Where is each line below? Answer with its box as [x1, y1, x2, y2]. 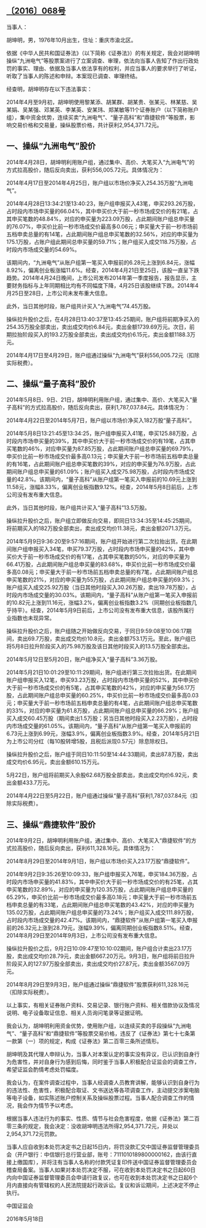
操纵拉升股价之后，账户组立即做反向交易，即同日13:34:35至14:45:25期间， [6, 517, 196, 525]
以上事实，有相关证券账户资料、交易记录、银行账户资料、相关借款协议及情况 [6, 1001, 200, 1009]
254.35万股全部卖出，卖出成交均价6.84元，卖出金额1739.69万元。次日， [6, 323, 190, 330]
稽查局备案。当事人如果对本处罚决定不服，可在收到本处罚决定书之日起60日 [6, 1166, 196, 1173]
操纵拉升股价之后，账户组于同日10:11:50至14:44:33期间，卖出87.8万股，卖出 [6, 751, 199, 758]
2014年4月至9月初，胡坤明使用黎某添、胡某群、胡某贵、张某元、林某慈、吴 [6, 98, 197, 105]
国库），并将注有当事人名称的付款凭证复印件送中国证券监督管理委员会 [22, 1159, 197, 1166]
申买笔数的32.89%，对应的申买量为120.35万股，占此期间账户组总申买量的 [6, 886, 194, 893]
